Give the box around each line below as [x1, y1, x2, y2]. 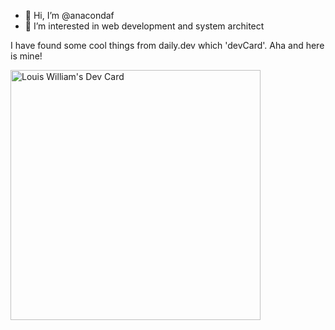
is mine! [10, 50, 43, 62]
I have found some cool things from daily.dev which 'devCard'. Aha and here [10, 40, 325, 51]
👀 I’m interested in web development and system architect [24, 20, 265, 32]
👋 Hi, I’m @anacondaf [24, 10, 115, 21]
